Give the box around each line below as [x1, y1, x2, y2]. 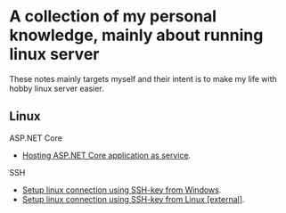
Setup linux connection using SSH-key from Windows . [21, 184, 222, 195]
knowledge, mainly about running [9, 25, 264, 45]
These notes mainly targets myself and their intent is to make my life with [9, 73, 278, 84]
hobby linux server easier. [9, 83, 104, 94]
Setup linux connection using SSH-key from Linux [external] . [21, 193, 245, 204]
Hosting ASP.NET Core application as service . [21, 150, 192, 160]
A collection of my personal [9, 6, 217, 27]
